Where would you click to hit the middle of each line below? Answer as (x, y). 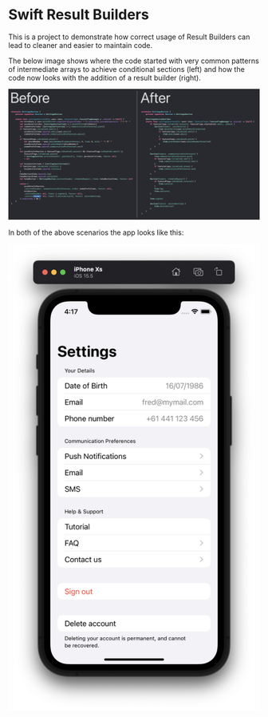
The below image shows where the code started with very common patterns (134, 61)
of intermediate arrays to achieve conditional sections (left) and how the (126, 69)
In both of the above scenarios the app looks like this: (96, 232)
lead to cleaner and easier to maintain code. (81, 45)
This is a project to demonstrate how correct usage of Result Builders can (129, 37)
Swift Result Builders (79, 15)
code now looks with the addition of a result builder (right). (104, 77)
